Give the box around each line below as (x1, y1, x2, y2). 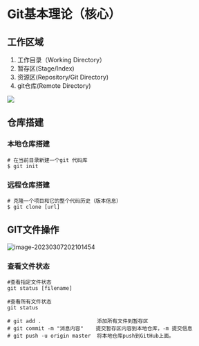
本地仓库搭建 (7, 139, 50, 149)
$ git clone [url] (7, 203, 60, 210)
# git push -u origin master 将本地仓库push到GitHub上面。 (7, 333, 175, 340)
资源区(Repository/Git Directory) (17, 73, 109, 81)
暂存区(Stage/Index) (17, 64, 75, 73)
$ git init (7, 163, 39, 170)
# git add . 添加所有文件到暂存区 (7, 318, 149, 325)
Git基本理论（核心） (7, 6, 121, 22)
